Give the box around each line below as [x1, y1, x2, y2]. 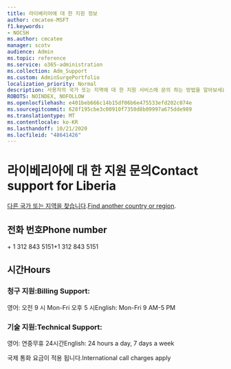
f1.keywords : [7, 23, 45, 30]
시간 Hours [7, 264, 51, 276]
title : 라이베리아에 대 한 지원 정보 [7, 10, 98, 17]
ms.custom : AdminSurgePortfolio [7, 74, 100, 81]
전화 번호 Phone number [7, 224, 107, 236]
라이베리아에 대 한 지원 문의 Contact [7, 163, 199, 179]
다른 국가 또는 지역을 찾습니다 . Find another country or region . [7, 202, 177, 210]
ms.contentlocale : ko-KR [7, 118, 78, 126]
